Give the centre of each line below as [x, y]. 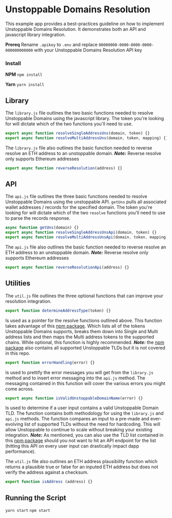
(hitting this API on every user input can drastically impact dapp [72, 446]
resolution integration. [28, 301]
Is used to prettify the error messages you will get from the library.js [79, 372]
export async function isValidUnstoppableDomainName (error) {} [74, 398]
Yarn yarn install [25, 84]
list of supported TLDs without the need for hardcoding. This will [92, 424]
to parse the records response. [38, 218]
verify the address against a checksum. [47, 472]
